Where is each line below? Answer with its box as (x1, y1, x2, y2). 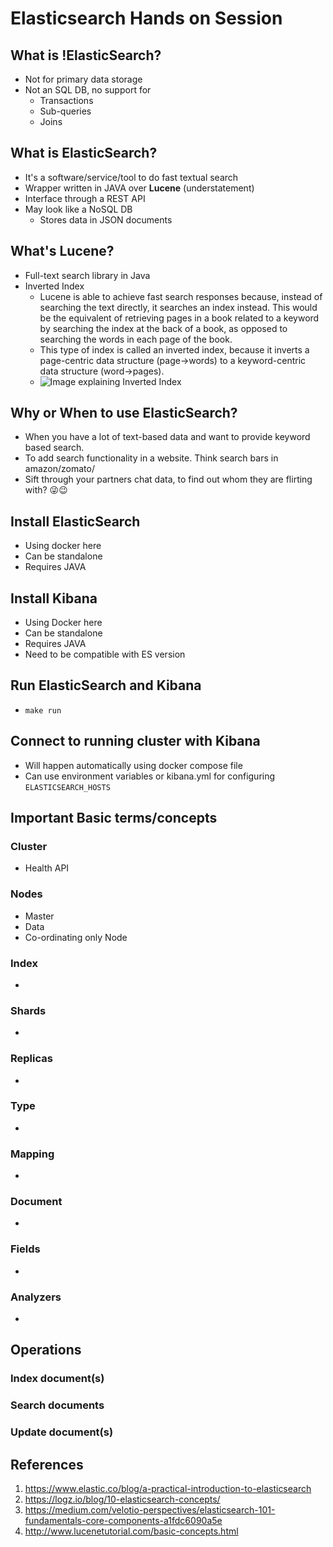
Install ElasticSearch (10, 513, 141, 530)
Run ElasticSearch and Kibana (10, 677, 202, 694)
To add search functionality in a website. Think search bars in (24, 452, 279, 464)
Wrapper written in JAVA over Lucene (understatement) (24, 182, 255, 194)
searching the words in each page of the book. (39, 333, 233, 345)
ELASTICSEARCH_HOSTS (24, 782, 111, 792)
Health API (24, 862, 70, 874)
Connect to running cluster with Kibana (10, 733, 261, 750)
